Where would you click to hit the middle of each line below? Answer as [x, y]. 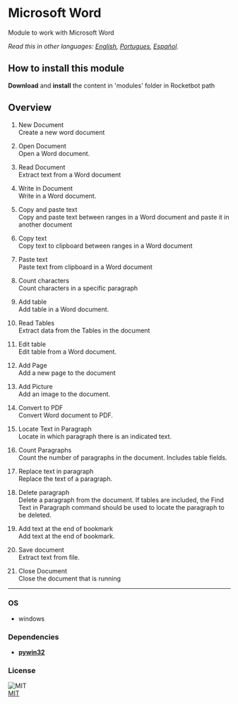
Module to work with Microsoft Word [61, 32]
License [22, 671]
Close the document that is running [70, 578]
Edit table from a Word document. [67, 352]
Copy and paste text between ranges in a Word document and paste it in [124, 217]
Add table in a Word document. [64, 309]
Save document [41, 549]
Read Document [42, 167]
